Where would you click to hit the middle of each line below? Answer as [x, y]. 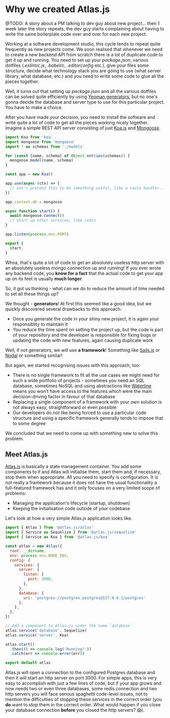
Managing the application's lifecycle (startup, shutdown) [71, 503]
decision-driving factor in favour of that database [64, 396]
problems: [16, 493]
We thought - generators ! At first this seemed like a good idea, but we [78, 303]
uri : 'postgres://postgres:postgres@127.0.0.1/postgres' [84, 598]
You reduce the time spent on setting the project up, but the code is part [88, 329]
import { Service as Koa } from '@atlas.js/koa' [57, 537]
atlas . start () [20, 644]
